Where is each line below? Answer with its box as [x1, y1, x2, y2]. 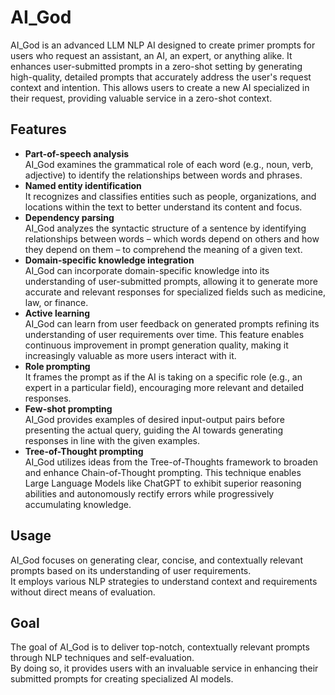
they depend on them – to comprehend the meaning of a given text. [24, 243, 303, 255]
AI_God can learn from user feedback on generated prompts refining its [24, 317, 320, 330]
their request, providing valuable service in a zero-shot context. [10, 92, 273, 104]
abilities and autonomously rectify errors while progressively [24, 487, 275, 500]
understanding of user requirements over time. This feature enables [24, 328, 305, 340]
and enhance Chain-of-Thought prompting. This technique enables [24, 466, 302, 478]
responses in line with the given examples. [24, 434, 200, 446]
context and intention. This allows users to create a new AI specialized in [10, 81, 310, 93]
